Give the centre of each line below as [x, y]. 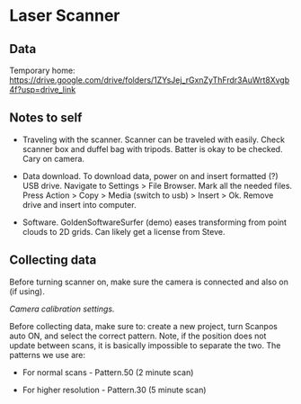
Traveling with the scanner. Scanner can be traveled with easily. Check [154, 139]
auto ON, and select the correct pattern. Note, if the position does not [138, 336]
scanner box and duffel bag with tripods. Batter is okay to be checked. [152, 148]
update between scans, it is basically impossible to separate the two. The [145, 345]
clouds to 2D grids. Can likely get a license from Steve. [124, 231]
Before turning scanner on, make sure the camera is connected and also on [149, 282]
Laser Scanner [65, 16]
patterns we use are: [48, 355]
